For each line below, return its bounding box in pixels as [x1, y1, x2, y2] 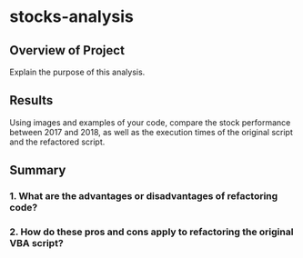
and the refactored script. [9, 136, 106, 147]
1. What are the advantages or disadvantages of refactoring [9, 190, 278, 203]
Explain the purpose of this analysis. [9, 66, 146, 77]
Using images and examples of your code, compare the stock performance [9, 116, 291, 128]
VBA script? [9, 237, 64, 250]
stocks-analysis [9, 6, 134, 27]
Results [9, 93, 54, 108]
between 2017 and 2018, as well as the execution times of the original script [9, 126, 293, 137]
